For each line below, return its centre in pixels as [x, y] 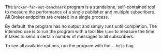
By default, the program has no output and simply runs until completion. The [81, 26]
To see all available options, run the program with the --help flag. [70, 46]
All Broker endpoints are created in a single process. [57, 17]
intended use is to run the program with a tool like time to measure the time [80, 31]
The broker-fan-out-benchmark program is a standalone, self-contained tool [80, 7]
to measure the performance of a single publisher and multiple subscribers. [80, 12]
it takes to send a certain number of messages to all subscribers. [70, 36]
